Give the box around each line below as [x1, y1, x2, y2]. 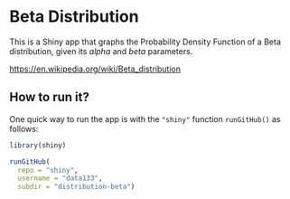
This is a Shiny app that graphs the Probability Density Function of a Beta [9, 36, 282, 47]
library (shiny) [9, 140, 67, 150]
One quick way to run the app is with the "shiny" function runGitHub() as [9, 113, 281, 124]
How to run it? [9, 90, 90, 105]
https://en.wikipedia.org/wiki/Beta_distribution [9, 63, 181, 74]
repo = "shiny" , [17, 166, 79, 175]
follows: [9, 123, 39, 134]
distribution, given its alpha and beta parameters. [9, 45, 193, 56]
